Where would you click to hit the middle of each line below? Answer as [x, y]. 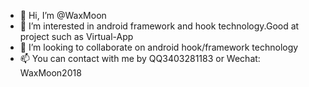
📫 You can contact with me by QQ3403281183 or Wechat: [140, 58]
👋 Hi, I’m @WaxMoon [63, 15]
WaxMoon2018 [50, 73]
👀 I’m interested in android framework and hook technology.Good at [159, 26]
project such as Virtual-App [76, 36]
